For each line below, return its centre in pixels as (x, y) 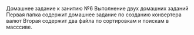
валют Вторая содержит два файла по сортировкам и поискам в (88, 21)
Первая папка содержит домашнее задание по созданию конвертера (94, 15)
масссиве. (19, 27)
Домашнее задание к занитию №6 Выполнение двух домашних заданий (97, 8)
